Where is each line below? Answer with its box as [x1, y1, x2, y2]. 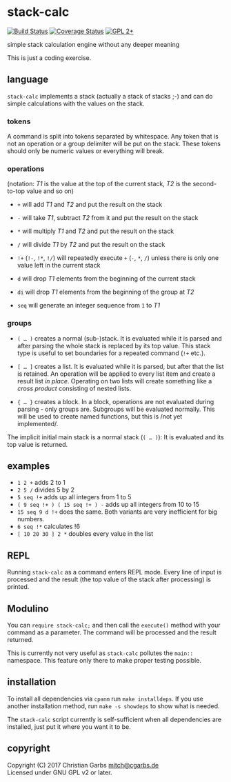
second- [192, 180, 217, 188]
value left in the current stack [17, 261, 101, 270]
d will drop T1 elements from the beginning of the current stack [17, 274, 196, 283]
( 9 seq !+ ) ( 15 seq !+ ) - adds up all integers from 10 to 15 [17, 501, 200, 509]
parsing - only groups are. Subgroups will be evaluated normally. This [17, 405, 215, 413]
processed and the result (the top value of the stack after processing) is [7, 575, 212, 583]
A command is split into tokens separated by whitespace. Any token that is [7, 132, 219, 141]
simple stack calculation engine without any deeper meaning [7, 40, 180, 48]
